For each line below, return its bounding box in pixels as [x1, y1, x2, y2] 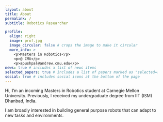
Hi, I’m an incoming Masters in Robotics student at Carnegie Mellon [5, 88, 140, 93]
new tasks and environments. [5, 112, 64, 118]
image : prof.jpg [9, 38, 42, 44]
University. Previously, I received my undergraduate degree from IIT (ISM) [5, 92, 153, 98]
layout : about [5, 7, 34, 12]
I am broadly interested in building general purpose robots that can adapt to [5, 107, 156, 113]
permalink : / [5, 16, 32, 21]
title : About [5, 12, 32, 16]
